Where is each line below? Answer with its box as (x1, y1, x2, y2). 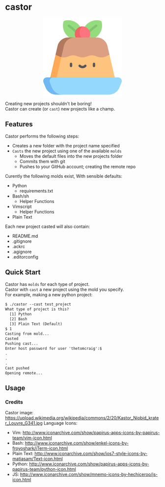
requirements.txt (19, 188, 53, 194)
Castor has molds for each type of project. (5, 281, 90, 287)
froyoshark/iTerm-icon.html (12, 445, 68, 451)
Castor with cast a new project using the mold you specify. (5, 286, 124, 292)
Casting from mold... (5, 331, 50, 336)
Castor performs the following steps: (5, 133, 80, 139)
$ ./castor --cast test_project (5, 302, 71, 307)
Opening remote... (5, 371, 43, 375)
